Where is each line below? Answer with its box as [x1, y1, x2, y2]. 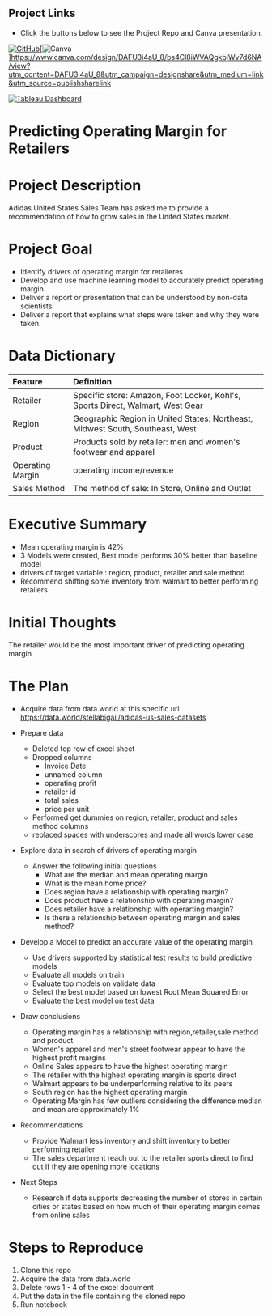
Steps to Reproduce [8, 1238, 144, 1257]
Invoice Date [44, 761, 87, 770]
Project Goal [8, 240, 93, 258]
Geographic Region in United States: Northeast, [72, 413, 253, 424]
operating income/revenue [72, 465, 174, 476]
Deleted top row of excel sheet [32, 744, 135, 754]
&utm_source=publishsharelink [8, 78, 112, 87]
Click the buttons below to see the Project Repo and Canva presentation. [19, 28, 263, 37]
